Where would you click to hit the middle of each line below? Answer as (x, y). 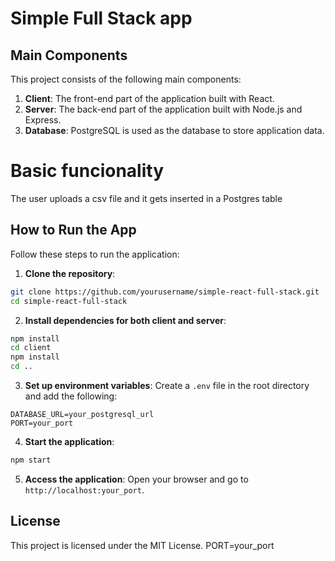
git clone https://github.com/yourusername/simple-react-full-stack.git (165, 292)
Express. (43, 120)
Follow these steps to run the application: (95, 254)
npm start (31, 460)
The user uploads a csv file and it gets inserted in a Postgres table (146, 198)
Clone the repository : (70, 273)
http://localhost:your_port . (84, 489)
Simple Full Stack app (101, 18)
